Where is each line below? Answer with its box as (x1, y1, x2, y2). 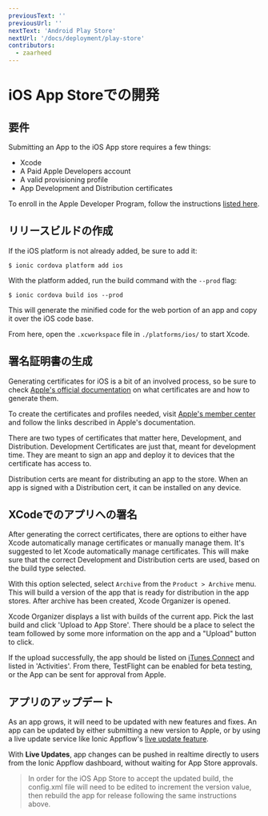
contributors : (8, 42, 56, 50)
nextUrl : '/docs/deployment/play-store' (8, 34, 146, 43)
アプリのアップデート (8, 695, 114, 708)
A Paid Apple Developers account (19, 166, 131, 176)
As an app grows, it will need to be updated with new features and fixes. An (8, 717, 258, 727)
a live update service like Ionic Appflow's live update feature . (8, 734, 210, 744)
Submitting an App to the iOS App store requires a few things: (8, 142, 211, 152)
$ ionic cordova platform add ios (8, 262, 124, 270)
